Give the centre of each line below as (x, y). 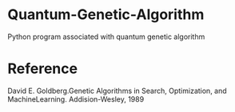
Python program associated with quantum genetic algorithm (106, 37)
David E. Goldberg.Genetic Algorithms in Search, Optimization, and (117, 91)
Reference (42, 69)
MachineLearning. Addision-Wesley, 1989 (76, 99)
